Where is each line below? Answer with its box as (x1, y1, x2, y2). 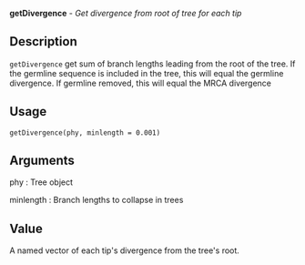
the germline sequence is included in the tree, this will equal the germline (9, 67, 284, 78)
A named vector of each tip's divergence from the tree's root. (9, 245, 239, 256)
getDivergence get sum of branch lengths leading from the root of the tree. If (9, 58, 296, 69)
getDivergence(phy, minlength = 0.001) (9, 127, 161, 138)
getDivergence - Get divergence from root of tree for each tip (9, 8, 242, 18)
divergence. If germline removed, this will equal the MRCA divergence (9, 77, 271, 88)
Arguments (9, 153, 76, 168)
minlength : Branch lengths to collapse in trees (9, 195, 184, 206)
